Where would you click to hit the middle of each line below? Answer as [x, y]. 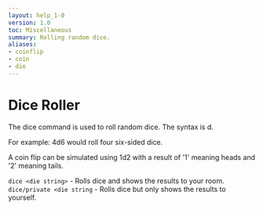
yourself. [22, 197]
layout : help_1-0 [37, 15]
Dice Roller [44, 105]
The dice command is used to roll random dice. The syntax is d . [111, 127]
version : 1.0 [29, 23]
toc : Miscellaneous [40, 30]
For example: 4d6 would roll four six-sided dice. [86, 142]
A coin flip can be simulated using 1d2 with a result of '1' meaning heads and [132, 157]
